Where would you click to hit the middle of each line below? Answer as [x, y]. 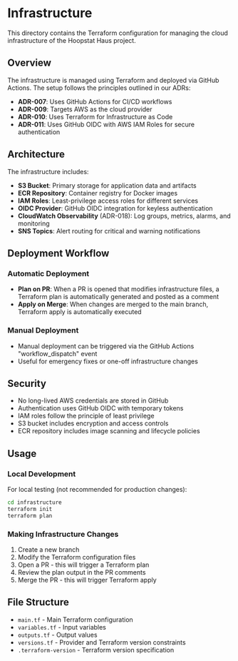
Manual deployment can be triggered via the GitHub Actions [106, 346]
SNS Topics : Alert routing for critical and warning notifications [109, 231]
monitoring [33, 223]
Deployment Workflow [58, 253]
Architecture [36, 155]
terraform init [30, 509]
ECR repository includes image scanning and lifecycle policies [109, 431]
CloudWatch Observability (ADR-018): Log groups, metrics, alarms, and [124, 216]
